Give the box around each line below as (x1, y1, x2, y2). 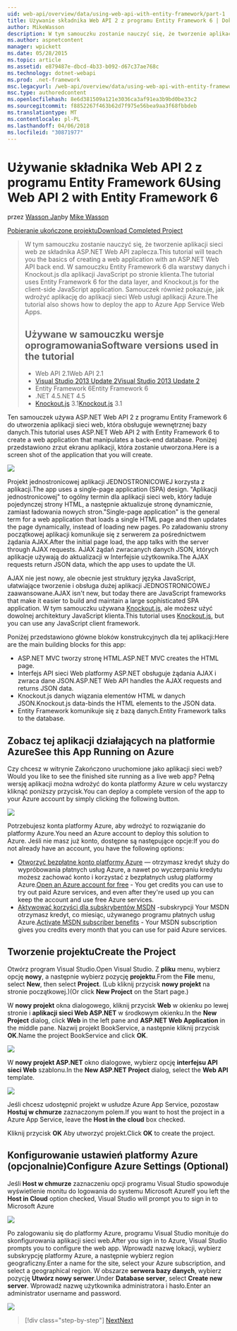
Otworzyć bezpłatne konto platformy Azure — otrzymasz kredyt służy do (17, 858, 230, 866)
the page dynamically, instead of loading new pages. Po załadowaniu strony (7, 523, 229, 531)
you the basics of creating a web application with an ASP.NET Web (24, 255, 219, 264)
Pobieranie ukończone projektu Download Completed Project (7, 226, 183, 235)
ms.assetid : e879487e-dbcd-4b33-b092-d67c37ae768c (7, 63, 159, 70)
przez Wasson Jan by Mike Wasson (7, 213, 109, 221)
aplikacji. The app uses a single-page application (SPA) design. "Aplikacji (7, 485, 217, 494)
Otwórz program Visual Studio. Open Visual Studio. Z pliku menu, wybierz (7, 964, 221, 973)
